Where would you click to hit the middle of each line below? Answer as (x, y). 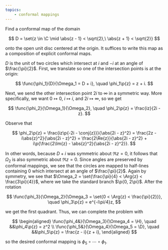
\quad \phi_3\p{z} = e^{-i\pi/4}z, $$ (84, 202)
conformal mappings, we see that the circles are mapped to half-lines (77, 166)
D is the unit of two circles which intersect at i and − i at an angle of (74, 63)
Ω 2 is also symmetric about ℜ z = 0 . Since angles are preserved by (74, 160)
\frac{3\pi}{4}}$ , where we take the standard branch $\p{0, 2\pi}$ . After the (84, 182)
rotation (13, 187)
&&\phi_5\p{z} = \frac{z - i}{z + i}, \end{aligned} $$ (84, 232)
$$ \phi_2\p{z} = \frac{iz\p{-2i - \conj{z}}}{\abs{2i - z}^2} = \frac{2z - (84, 132)
